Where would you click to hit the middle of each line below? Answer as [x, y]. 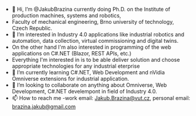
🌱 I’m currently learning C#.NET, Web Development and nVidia [88, 72]
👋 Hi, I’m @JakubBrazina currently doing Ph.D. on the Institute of [91, 9]
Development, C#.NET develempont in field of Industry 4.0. [84, 91]
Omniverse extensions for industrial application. [70, 79]
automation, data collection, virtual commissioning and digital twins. [95, 41]
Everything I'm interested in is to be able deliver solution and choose [96, 60]
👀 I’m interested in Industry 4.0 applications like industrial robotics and [98, 35]
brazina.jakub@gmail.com [44, 106]
